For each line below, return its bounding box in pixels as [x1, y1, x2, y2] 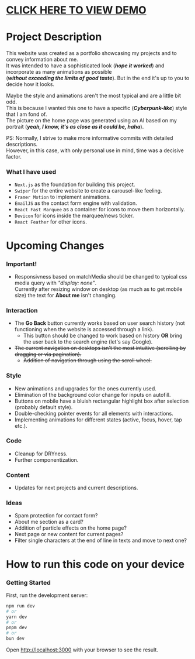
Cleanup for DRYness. [14, 450, 68, 457]
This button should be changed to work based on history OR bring [23, 332, 183, 339]
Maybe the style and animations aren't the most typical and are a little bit [6, 92, 181, 99]
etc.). [14, 422, 27, 429]
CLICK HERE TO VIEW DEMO [6, 4, 147, 17]
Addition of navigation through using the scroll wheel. [23, 357, 152, 364]
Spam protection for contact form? [14, 512, 98, 519]
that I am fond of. [6, 111, 47, 118]
